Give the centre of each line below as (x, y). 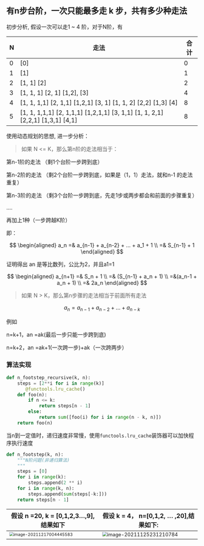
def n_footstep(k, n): (35, 454)
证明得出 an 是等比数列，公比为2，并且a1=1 (60, 264)
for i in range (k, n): (46, 489)
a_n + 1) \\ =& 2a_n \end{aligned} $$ (102, 282)
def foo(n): (32, 394)
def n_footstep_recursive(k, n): (49, 377)
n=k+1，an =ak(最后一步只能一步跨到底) (56, 334)
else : (35, 412)
